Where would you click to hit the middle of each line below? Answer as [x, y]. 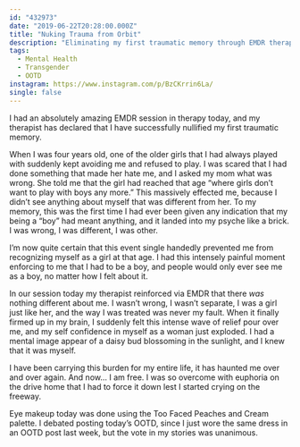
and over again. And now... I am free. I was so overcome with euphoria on [144, 377]
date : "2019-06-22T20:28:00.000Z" [74, 26]
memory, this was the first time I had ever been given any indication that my [149, 211]
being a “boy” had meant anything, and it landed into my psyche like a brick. [150, 221]
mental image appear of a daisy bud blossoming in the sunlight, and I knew [147, 341]
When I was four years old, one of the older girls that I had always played [144, 154]
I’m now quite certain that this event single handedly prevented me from [142, 248]
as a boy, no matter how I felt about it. [79, 276]
